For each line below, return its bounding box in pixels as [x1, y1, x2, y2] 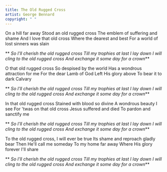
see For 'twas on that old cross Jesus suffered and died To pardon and [5, 106, 151, 112]
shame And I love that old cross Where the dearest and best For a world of [5, 35, 159, 41]
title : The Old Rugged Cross [5, 7, 66, 12]
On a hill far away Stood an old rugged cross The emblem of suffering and [5, 30, 158, 36]
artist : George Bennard [5, 12, 55, 17]
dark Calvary [5, 76, 32, 82]
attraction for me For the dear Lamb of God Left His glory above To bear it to [5, 71, 162, 77]
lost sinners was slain [5, 41, 49, 47]
